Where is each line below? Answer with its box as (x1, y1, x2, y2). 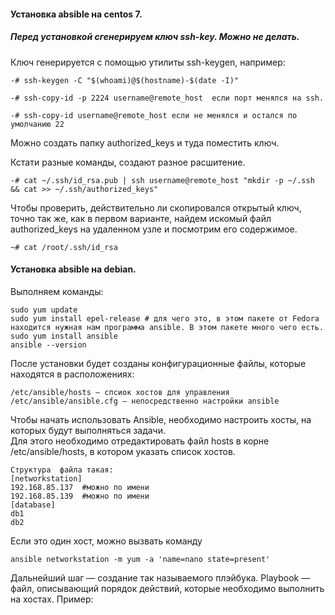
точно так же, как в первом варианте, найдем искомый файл (10, 212, 272, 224)
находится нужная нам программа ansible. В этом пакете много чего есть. (10, 322, 325, 332)
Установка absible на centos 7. (10, 8, 143, 20)
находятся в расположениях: (10, 368, 135, 380)
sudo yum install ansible (10, 331, 118, 341)
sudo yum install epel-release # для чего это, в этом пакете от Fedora (10, 313, 320, 324)
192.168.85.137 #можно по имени (10, 482, 150, 492)
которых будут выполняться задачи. (10, 424, 166, 436)
